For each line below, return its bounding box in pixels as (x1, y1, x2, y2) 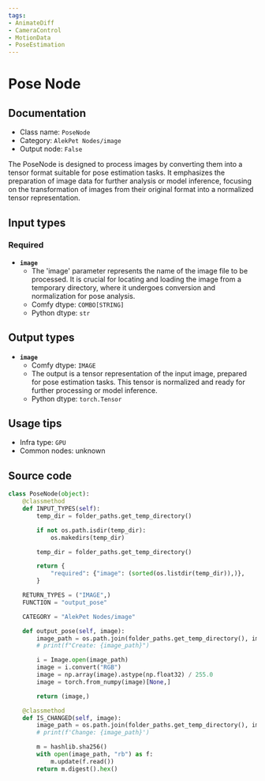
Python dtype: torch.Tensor (31, 394, 122, 403)
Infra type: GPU (19, 438, 66, 447)
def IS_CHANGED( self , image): (22, 714, 122, 722)
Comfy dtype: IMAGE (31, 360, 96, 370)
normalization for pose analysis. (31, 291, 136, 300)
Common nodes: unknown (19, 446, 106, 455)
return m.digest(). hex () (36, 764, 118, 773)
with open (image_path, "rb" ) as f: (36, 750, 154, 758)
